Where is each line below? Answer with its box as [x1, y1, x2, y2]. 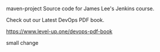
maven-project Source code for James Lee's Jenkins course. [6, 5, 155, 12]
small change [6, 40, 39, 46]
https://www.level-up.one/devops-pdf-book [6, 28, 113, 35]
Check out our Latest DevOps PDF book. [6, 17, 105, 23]
